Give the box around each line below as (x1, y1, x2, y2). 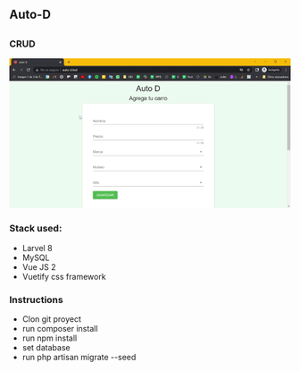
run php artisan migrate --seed (21, 352, 137, 363)
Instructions (9, 293, 64, 306)
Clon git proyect (21, 314, 82, 325)
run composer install (21, 324, 98, 334)
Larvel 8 (21, 242, 53, 253)
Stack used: (9, 223, 62, 235)
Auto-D (9, 7, 52, 22)
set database (21, 342, 71, 353)
